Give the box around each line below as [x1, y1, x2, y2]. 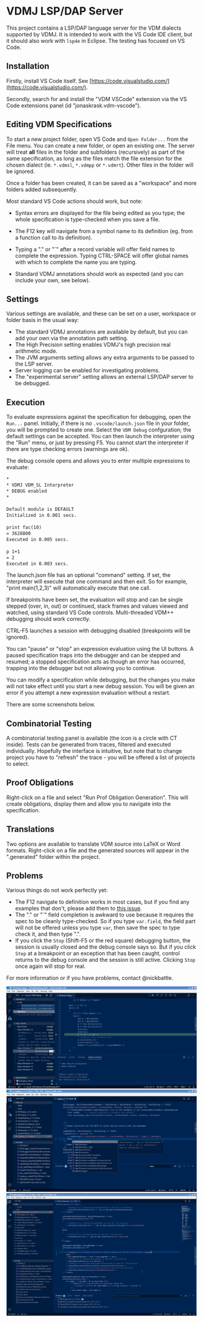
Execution [6, 397, 45, 407]
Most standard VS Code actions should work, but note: [6, 197, 143, 205]
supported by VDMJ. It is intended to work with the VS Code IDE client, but [6, 30, 193, 38]
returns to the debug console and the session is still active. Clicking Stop [14, 956, 196, 964]
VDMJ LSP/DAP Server [6, 4, 124, 18]
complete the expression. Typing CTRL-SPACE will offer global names [14, 252, 188, 259]
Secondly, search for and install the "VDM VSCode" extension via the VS [6, 95, 187, 102]
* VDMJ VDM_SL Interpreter [6, 482, 74, 488]
